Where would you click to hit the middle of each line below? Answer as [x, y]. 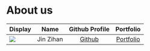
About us [30, 10]
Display [20, 29]
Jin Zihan [50, 39]
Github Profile [89, 29]
